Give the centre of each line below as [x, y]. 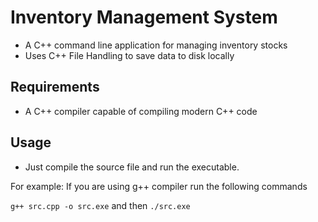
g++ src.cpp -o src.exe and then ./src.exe [100, 205]
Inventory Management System [144, 17]
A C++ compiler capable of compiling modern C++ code [141, 111]
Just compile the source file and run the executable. [132, 167]
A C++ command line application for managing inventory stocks [156, 45]
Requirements [55, 87]
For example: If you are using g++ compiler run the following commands [159, 186]
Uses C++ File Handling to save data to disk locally [129, 55]
